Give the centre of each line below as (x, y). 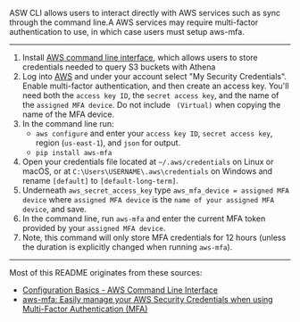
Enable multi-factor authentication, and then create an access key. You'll (155, 86)
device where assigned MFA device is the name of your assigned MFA (148, 199)
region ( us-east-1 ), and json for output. (108, 143)
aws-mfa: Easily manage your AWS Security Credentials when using (148, 299)
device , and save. (54, 209)
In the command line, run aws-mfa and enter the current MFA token (144, 219)
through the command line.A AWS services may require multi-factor (134, 22)
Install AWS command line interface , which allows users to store (140, 58)
